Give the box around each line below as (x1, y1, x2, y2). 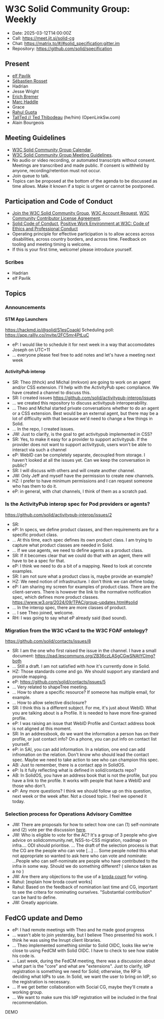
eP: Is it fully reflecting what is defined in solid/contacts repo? (12, 767, 137, 773)
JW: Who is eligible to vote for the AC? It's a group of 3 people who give (12, 832, 157, 838)
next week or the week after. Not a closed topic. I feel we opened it (12, 793, 147, 799)
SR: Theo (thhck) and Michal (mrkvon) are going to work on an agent (12, 379, 151, 385)
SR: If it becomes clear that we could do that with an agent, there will (12, 552, 151, 558)
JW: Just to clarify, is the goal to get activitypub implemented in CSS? (12, 431, 152, 437)
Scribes (5, 259, 24, 266)
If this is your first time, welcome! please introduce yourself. (12, 247, 133, 252)
